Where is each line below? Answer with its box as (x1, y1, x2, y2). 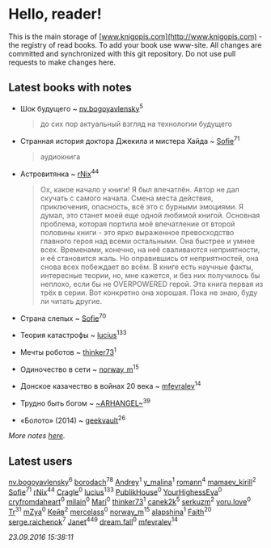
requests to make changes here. (8, 57, 116, 67)
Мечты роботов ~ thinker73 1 (19, 346, 117, 356)
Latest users (8, 454, 73, 468)
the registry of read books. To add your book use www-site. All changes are (8, 40, 262, 49)
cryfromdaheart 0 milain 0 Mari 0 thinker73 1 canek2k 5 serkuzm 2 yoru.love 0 (8, 495, 251, 507)
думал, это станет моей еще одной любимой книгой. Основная (40, 210, 260, 220)
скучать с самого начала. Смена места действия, (40, 193, 214, 203)
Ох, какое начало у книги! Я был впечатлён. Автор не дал (40, 184, 240, 194)
